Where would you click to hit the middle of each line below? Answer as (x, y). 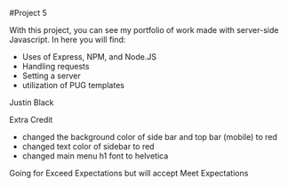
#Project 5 (28, 13)
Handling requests (56, 66)
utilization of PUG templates (73, 85)
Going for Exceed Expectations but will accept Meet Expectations (129, 173)
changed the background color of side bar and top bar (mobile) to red (150, 137)
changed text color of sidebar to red (88, 146)
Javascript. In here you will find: (68, 40)
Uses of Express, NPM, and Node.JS (89, 57)
